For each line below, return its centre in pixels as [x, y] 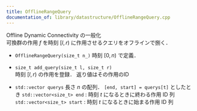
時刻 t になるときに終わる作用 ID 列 [132, 94]
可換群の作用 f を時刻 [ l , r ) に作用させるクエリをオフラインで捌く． [89, 42]
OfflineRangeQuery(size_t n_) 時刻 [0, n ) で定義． [77, 55]
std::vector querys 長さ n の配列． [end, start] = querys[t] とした [100, 87]
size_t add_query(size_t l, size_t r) [63, 67]
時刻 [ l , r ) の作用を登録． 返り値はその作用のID [72, 74]
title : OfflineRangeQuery [38, 12]
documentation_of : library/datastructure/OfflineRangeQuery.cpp [88, 17]
